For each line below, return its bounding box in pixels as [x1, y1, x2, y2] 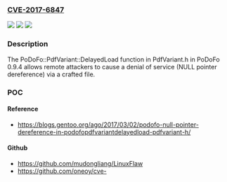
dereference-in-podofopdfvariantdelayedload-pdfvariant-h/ [17, 127, 191, 136]
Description [7, 39, 48, 49]
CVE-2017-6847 [7, 5, 65, 15]
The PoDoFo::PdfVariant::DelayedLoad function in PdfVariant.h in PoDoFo [7, 55, 220, 64]
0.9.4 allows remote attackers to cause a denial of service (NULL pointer [7, 62, 217, 71]
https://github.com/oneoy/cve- [17, 167, 107, 175]
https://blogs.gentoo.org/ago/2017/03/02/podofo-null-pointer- [17, 120, 199, 129]
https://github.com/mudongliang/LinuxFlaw [17, 159, 143, 167]
